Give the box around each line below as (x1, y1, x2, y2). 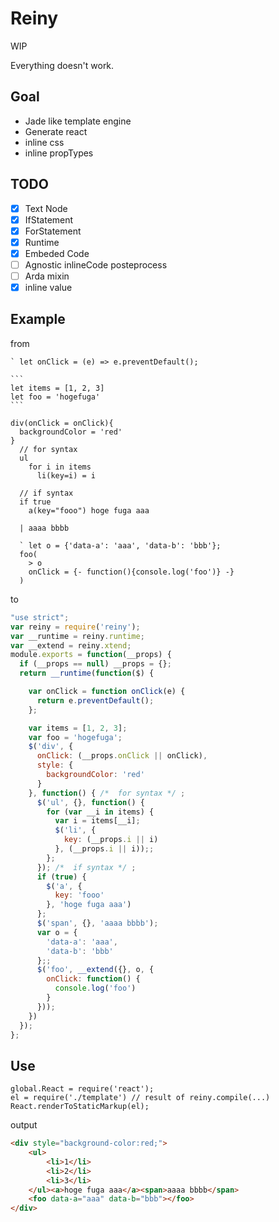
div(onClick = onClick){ (10, 418, 114, 428)
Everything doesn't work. (10, 59, 115, 71)
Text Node (24, 202, 68, 214)
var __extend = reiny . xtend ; (10, 640, 132, 651)
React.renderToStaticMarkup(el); (10, 1102, 150, 1112)
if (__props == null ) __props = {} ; (19, 659, 172, 669)
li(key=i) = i (36, 470, 97, 481)
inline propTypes (24, 147, 94, 159)
